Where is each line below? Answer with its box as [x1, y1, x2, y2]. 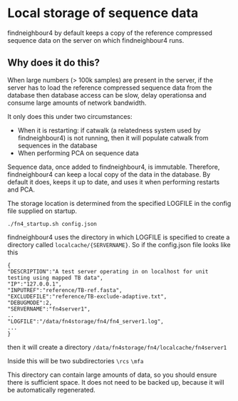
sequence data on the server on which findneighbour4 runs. [7, 36, 185, 44]
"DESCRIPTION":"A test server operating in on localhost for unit [7, 268, 209, 275]
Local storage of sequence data [7, 5, 199, 21]
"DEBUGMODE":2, [7, 299, 53, 306]
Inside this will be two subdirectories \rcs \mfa [7, 356, 144, 365]
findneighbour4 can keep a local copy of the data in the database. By [7, 170, 211, 179]
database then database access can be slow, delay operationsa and [7, 90, 207, 99]
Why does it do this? [7, 57, 100, 69]
